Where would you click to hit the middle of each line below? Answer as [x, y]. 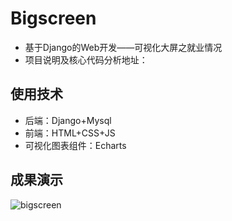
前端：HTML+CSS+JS [70, 133]
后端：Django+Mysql [68, 120]
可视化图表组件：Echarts [75, 145]
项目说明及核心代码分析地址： [86, 59]
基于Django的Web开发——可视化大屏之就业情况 [123, 47]
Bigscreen [53, 18]
